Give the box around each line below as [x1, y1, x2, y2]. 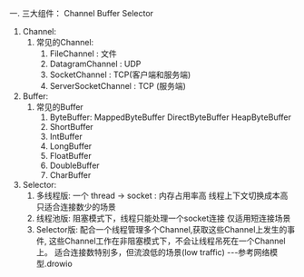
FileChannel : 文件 [49, 48, 117, 59]
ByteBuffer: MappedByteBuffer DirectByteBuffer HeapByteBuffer [49, 112, 292, 123]
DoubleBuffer [49, 160, 100, 171]
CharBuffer [49, 170, 92, 180]
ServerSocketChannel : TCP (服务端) [49, 81, 186, 91]
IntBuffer [49, 131, 83, 142]
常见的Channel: [35, 37, 94, 47]
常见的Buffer [35, 102, 83, 112]
